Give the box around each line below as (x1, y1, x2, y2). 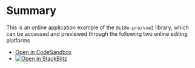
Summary (6, 4, 56, 18)
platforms (6, 36, 30, 44)
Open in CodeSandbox (15, 48, 72, 55)
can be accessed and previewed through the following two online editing (6, 30, 188, 37)
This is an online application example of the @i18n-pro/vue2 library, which (6, 24, 189, 31)
